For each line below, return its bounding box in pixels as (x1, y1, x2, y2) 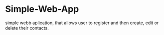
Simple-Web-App (5, 3, 79, 15)
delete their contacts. (5, 25, 49, 31)
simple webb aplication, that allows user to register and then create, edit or (5, 20, 159, 26)
